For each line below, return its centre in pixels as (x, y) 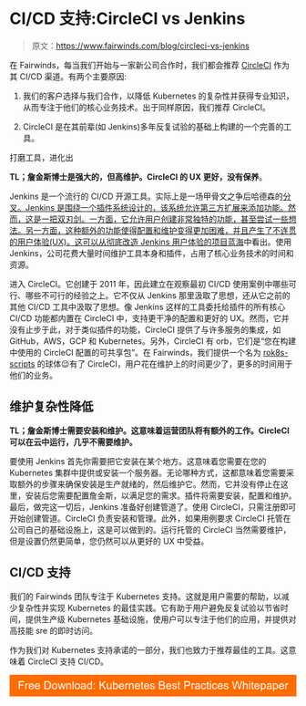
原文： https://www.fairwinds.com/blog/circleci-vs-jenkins (141, 46)
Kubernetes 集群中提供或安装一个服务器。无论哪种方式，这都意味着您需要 (148, 472)
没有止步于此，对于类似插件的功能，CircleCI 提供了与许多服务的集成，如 (145, 329)
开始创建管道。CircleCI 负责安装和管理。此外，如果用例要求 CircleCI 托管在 (150, 518)
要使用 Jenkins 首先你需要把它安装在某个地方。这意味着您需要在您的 (138, 461)
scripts (22, 363)
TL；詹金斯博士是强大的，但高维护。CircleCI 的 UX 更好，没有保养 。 (138, 176)
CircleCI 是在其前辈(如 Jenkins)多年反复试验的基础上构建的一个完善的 (153, 126)
